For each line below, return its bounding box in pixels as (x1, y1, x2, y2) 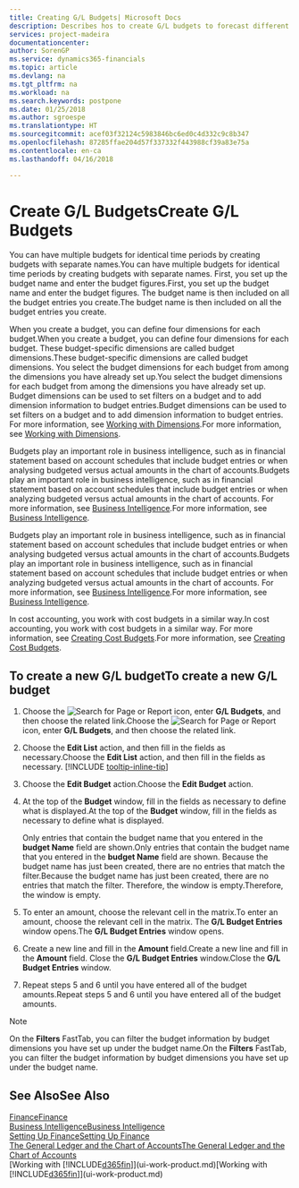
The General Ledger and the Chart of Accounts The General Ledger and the (9, 1141, 286, 1151)
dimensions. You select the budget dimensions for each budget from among (9, 362, 289, 372)
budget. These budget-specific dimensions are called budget (9, 343, 235, 354)
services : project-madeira (9, 30, 110, 38)
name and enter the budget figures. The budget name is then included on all (9, 287, 290, 298)
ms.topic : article (9, 64, 78, 73)
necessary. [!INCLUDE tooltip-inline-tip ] (21, 762, 169, 773)
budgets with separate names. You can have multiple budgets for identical (9, 259, 280, 269)
